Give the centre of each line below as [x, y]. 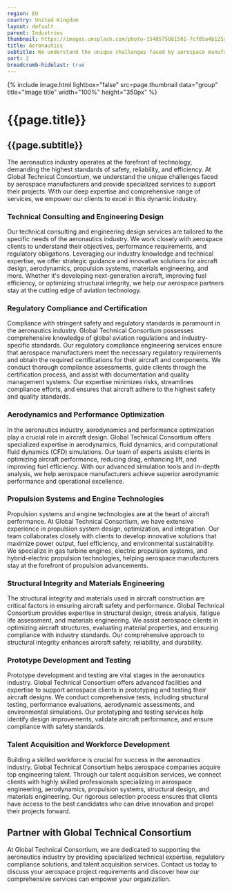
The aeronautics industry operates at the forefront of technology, [100, 162]
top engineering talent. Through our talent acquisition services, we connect [114, 774]
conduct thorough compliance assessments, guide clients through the [107, 368]
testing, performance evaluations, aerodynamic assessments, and [101, 705]
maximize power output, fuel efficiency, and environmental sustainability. [111, 543]
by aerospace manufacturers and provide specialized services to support [112, 184]
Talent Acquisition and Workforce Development [89, 745]
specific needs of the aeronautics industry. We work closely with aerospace [115, 238]
